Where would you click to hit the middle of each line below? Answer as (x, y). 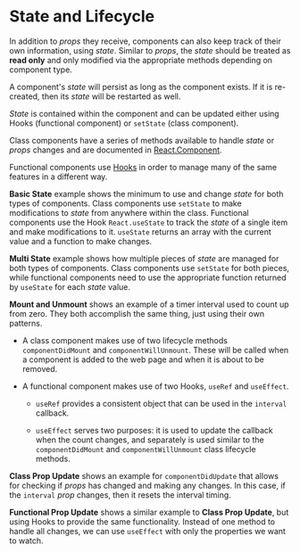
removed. (40, 368)
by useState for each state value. (70, 286)
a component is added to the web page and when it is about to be (143, 359)
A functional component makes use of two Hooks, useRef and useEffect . (155, 386)
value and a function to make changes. (81, 241)
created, (25, 96)
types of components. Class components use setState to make (126, 203)
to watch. (26, 541)
